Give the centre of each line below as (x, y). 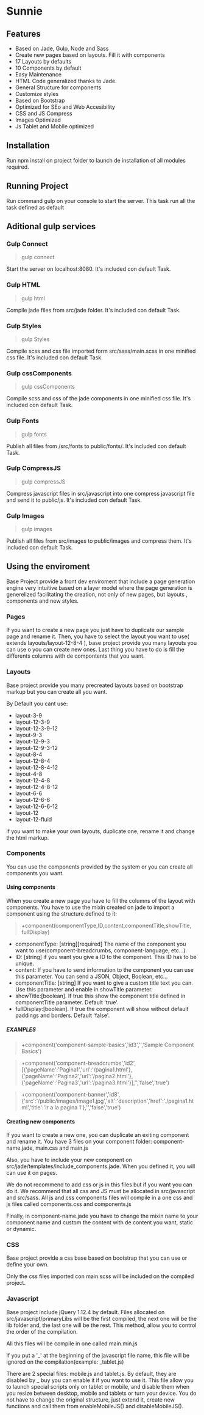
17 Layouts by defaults (43, 61)
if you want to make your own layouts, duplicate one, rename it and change (100, 831)
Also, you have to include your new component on (69, 1160)
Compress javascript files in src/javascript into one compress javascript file (100, 493)
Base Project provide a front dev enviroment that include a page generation (101, 581)
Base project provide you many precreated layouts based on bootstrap (95, 685)
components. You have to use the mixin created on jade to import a (90, 907)
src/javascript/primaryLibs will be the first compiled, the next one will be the (101, 1318)
